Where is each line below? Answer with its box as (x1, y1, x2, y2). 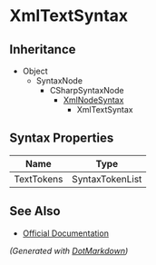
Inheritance (9, 42, 76, 57)
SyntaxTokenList (72, 172, 142, 185)
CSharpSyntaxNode (49, 85, 124, 95)
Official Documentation (22, 228, 109, 239)
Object (22, 65, 48, 76)
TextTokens (14, 172, 63, 185)
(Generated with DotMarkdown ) (9, 245, 129, 256)
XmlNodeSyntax (63, 94, 124, 105)
